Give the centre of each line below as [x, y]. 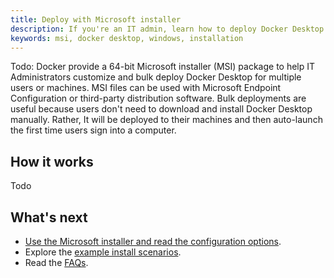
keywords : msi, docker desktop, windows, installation [127, 38]
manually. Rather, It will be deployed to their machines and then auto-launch [166, 120]
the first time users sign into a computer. [93, 130]
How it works [52, 161]
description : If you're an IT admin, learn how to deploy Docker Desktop [167, 29]
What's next [49, 217]
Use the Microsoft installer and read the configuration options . [153, 241]
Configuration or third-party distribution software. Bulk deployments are [158, 98]
